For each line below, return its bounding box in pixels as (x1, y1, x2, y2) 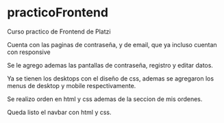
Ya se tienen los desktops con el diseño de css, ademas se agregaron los (7, 74, 214, 83)
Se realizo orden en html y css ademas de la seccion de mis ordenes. (7, 94, 203, 103)
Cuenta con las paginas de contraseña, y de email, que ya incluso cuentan (7, 40, 217, 49)
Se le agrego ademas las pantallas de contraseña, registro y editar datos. (7, 61, 214, 69)
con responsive (7, 48, 51, 56)
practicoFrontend (7, 5, 108, 20)
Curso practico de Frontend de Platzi (7, 27, 111, 36)
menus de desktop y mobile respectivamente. (7, 81, 136, 90)
